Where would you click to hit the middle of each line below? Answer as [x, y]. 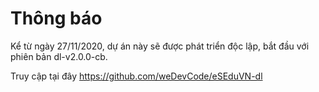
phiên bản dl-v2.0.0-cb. [59, 56]
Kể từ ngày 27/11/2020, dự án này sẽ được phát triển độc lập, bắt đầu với [160, 46]
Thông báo [56, 18]
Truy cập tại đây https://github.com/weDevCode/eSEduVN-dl [136, 76]
